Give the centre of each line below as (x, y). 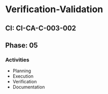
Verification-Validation (54, 9)
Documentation (29, 87)
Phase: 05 (22, 45)
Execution (23, 76)
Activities (17, 59)
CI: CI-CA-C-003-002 (41, 28)
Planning (22, 71)
